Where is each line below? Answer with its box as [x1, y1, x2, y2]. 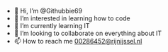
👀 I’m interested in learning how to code [13, 14, 131, 22]
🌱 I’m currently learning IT [13, 22, 90, 30]
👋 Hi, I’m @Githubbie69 [13, 7, 83, 15]
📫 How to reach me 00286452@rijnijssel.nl [13, 37, 142, 45]
